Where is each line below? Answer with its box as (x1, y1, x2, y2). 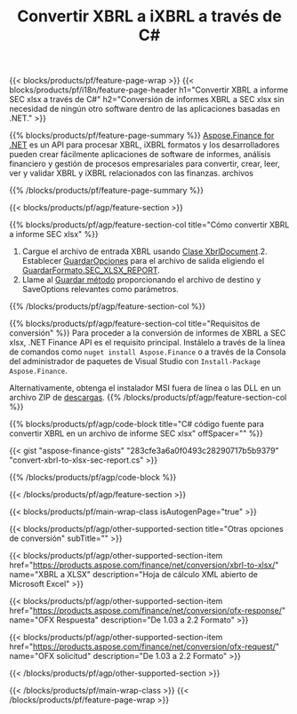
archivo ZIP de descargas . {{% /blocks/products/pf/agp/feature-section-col (9, 393, 287, 403)
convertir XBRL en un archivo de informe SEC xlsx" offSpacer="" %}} (9, 428, 264, 439)
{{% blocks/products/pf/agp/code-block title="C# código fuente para (9, 419, 265, 430)
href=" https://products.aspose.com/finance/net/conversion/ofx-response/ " (9, 606, 286, 616)
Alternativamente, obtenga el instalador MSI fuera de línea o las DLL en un (9, 383, 282, 393)
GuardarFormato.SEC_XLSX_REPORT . (21, 265, 160, 276)
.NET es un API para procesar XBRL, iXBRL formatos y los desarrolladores (9, 139, 280, 150)
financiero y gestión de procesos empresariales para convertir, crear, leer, (9, 158, 280, 170)
